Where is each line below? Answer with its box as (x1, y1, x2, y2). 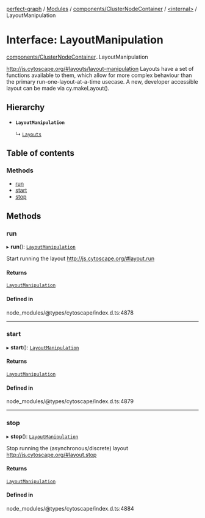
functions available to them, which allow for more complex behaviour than (6, 71, 192, 79)
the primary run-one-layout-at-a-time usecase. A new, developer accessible (6, 78, 198, 85)
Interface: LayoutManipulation (6, 33, 164, 47)
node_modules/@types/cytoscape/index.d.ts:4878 (6, 308, 134, 316)
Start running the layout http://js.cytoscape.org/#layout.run (6, 255, 154, 262)
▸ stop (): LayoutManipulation (6, 432, 79, 440)
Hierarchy (6, 102, 45, 112)
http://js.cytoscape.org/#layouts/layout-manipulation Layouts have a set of (6, 65, 194, 72)
